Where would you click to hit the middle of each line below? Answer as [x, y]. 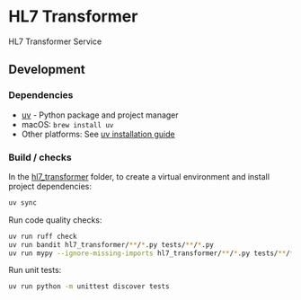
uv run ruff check [43, 236]
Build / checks [40, 157]
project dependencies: [50, 186]
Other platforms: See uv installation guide [98, 134]
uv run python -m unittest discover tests [89, 287]
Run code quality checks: [55, 220]
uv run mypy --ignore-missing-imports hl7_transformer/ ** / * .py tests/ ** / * [151, 253]
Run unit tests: [35, 270]
